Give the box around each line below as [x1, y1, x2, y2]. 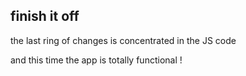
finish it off [10, 8, 80, 25]
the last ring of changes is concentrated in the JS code [10, 34, 237, 46]
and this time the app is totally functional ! [10, 54, 183, 66]
